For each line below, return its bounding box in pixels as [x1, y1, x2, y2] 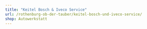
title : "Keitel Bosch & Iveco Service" [5, 7, 87, 12]
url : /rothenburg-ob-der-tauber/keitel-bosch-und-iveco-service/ [5, 12, 142, 17]
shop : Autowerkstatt [5, 16, 48, 21]
